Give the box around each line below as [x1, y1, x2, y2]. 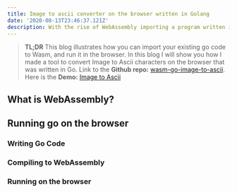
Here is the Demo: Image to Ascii [24, 73, 121, 81]
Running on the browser [7, 176, 92, 186]
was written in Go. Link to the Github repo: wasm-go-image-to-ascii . [24, 65, 226, 74]
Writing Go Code [7, 139, 66, 148]
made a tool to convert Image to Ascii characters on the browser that [24, 58, 225, 66]
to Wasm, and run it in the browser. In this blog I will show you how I [24, 50, 222, 59]
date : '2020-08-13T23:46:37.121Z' [7, 17, 109, 24]
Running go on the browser [7, 117, 129, 129]
